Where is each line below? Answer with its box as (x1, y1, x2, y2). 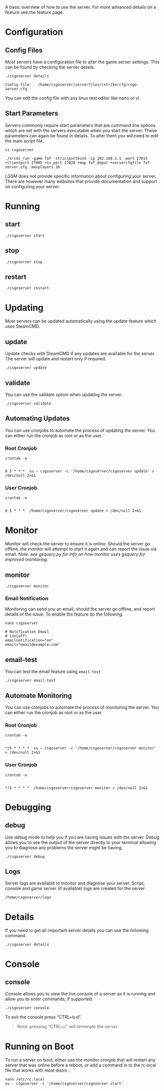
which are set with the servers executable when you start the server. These (5, 127, 157, 133)
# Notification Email (5, 629, 49, 634)
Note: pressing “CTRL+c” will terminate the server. (17, 1024, 119, 1030)
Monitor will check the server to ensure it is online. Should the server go (5, 541, 150, 547)
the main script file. (5, 138, 44, 144)
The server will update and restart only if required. (5, 356, 107, 362)
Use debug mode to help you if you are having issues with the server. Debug (5, 834, 160, 840)
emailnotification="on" (5, 638, 54, 643)
